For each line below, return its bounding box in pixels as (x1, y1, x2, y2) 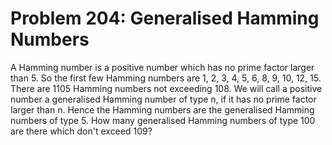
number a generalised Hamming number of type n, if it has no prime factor (10, 93, 317, 105)
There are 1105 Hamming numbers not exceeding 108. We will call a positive (10, 82, 323, 94)
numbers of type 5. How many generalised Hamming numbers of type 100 (10, 114, 316, 126)
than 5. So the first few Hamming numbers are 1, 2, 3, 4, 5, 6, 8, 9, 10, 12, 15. (10, 72, 322, 84)
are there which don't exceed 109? (10, 125, 153, 137)
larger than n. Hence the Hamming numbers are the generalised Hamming (10, 103, 315, 116)
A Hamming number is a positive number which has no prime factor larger (10, 61, 315, 73)
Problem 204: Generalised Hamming (10, 7, 320, 30)
